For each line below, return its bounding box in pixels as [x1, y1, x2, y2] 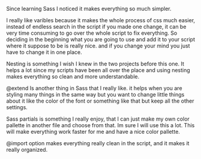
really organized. [6, 146, 48, 153]
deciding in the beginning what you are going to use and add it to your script [6, 36, 195, 43]
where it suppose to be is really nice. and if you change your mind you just [6, 42, 190, 49]
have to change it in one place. [6, 49, 82, 56]
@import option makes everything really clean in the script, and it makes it [6, 140, 190, 146]
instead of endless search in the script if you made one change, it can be [6, 23, 187, 30]
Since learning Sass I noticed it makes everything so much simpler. [6, 5, 172, 12]
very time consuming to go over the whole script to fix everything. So [6, 29, 178, 37]
